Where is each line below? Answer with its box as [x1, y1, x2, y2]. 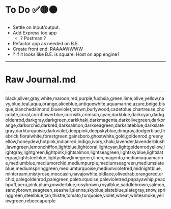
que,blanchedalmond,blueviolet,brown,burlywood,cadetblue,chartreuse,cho [5, 106, 165, 112]
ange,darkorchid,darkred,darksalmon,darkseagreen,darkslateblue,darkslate [5, 122, 164, 128]
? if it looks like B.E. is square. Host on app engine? [12, 51, 120, 57]
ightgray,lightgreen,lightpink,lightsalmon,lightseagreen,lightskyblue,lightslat [5, 149, 164, 155]
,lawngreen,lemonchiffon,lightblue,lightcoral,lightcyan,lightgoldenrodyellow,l [5, 144, 165, 150]
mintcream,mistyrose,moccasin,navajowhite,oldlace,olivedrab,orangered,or [5, 170, 164, 177]
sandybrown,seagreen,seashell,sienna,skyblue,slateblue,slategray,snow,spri [5, 187, 166, 193]
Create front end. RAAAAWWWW [12, 46, 83, 52]
